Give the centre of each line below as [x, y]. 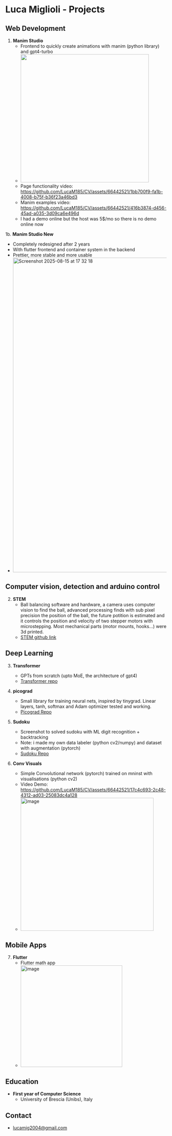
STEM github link [38, 637]
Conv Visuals [27, 763]
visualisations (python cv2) [49, 779]
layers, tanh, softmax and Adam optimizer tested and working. [86, 706]
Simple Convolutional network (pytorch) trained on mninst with [86, 773]
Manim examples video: [45, 202]
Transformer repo [39, 681]
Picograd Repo [36, 712]
